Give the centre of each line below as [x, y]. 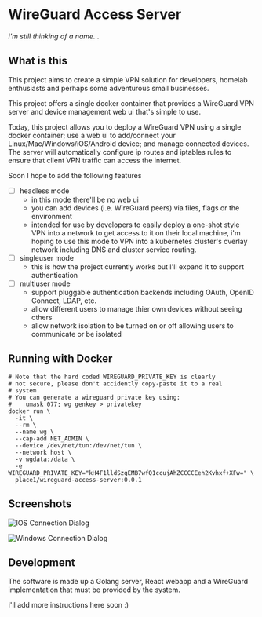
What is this [38, 61]
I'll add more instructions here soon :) [69, 605]
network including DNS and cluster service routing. [114, 250]
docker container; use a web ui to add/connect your [92, 135]
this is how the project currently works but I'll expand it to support [138, 267]
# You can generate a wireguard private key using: [94, 397]
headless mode [44, 191]
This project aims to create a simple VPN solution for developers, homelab [128, 79]
